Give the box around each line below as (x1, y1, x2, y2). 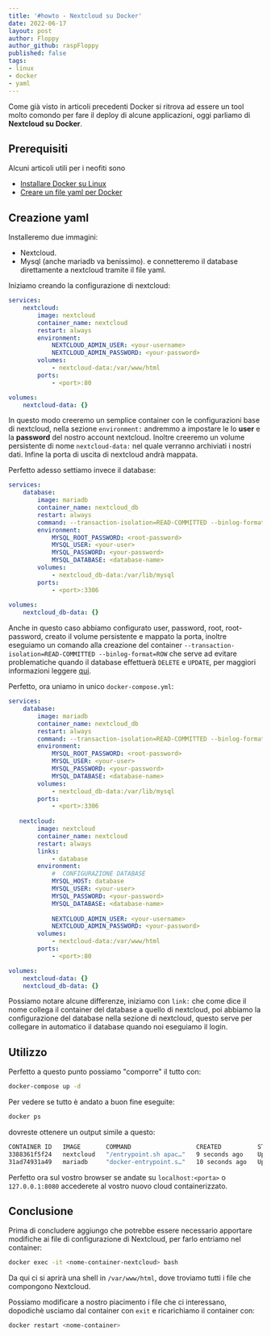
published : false (8, 49, 67, 57)
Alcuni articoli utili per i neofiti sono (8, 163, 126, 173)
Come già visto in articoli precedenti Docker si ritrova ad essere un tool (8, 102, 244, 111)
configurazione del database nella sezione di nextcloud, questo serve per (8, 1013, 252, 1023)
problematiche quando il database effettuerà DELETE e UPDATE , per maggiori (8, 658, 256, 667)
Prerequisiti (8, 142, 69, 156)
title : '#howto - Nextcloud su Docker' (8, 11, 143, 20)
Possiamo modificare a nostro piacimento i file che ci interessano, (8, 1297, 227, 1307)
